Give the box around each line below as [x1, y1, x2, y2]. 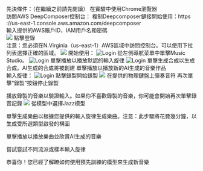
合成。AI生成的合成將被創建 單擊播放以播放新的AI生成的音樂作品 [6, 64, 166, 71]
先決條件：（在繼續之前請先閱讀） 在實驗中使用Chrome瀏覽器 [6, 5, 158, 12]
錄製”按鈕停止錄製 [14, 79, 59, 86]
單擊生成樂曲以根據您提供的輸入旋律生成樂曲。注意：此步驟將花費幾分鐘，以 [6, 113, 197, 119]
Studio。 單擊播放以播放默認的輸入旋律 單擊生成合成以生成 [6, 57, 195, 64]
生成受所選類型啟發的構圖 [6, 120, 70, 127]
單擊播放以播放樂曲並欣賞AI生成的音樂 [6, 133, 101, 140]
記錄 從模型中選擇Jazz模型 [11, 100, 86, 107]
